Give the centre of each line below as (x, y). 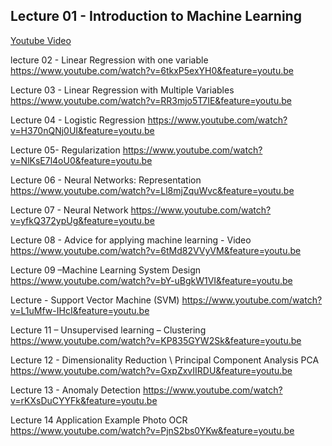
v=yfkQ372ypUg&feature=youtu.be (82, 220)
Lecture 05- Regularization (65, 150)
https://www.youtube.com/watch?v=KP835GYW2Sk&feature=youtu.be (156, 340)
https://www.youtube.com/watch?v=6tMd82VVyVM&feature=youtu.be (156, 250)
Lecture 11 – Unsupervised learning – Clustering (108, 330)
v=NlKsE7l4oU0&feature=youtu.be (81, 160)
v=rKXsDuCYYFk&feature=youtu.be (84, 400)
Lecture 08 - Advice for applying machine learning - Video (131, 240)
